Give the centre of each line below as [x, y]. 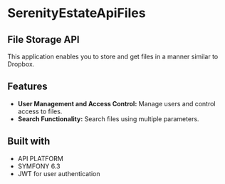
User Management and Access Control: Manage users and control [116, 103]
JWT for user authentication [59, 173]
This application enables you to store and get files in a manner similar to [113, 56]
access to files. [40, 111]
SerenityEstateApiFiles [77, 13]
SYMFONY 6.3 [39, 166]
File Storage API [43, 40]
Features [27, 87]
